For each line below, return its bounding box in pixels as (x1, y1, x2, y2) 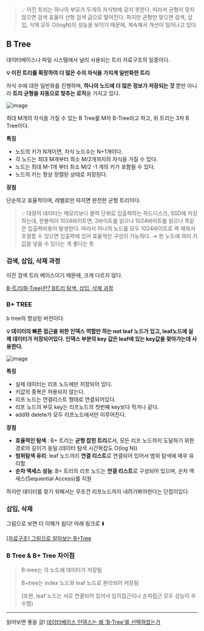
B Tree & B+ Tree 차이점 (6, 551, 75, 560)
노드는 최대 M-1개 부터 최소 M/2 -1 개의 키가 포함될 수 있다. (15, 163, 155, 170)
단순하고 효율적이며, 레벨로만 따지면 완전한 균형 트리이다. (6, 196, 141, 203)
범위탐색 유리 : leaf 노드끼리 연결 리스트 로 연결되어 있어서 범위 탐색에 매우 (15, 452, 188, 459)
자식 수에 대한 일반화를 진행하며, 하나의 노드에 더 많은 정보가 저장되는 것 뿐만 (6, 82, 186, 89)
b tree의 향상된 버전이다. (6, 315, 65, 322)
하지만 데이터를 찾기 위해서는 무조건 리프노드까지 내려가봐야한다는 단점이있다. (6, 488, 190, 495)
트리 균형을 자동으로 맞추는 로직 (12, 90, 87, 97)
